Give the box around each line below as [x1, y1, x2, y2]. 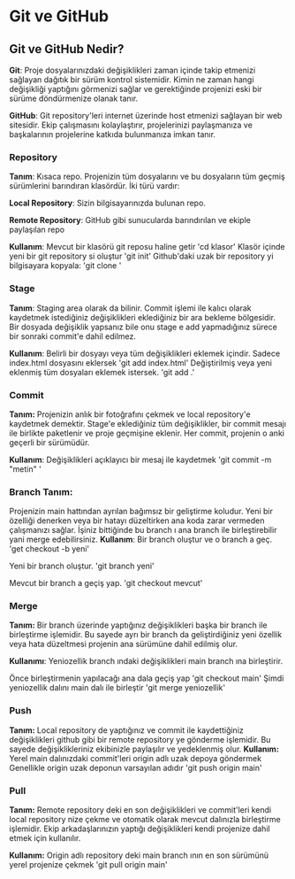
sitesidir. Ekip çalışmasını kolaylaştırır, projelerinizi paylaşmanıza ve [9, 120, 253, 130]
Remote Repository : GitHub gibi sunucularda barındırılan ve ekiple [9, 215, 252, 226]
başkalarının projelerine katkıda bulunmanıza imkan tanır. [9, 129, 216, 139]
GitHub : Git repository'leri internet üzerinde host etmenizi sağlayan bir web [9, 111, 283, 120]
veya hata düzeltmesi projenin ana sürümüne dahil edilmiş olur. [9, 639, 238, 650]
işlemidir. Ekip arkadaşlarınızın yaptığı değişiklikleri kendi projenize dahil [9, 823, 271, 834]
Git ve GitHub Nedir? [9, 42, 125, 57]
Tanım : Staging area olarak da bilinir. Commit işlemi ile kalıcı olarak [9, 303, 252, 313]
